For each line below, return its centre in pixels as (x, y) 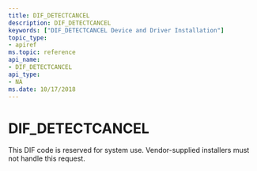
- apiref (23, 45)
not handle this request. (47, 158)
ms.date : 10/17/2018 (42, 89)
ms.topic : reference (42, 52)
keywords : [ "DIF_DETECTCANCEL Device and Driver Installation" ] (116, 30)
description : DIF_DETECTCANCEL (60, 23)
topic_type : (28, 38)
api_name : (25, 60)
